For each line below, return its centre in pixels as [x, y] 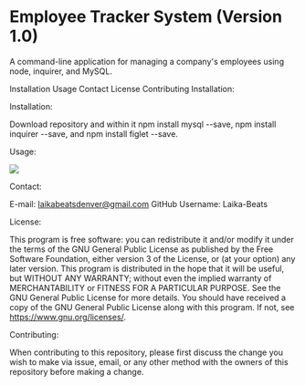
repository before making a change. [77, 371]
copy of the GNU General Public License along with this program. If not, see [152, 307]
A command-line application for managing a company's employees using [147, 61]
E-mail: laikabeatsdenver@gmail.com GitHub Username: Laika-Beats [138, 203]
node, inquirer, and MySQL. [61, 71]
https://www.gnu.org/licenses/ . [68, 317]
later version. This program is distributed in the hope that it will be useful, [147, 268]
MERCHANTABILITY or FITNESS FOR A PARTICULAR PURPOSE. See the [145, 287]
